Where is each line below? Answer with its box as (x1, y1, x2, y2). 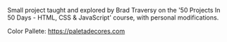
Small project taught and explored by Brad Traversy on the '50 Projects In (7, 6, 221, 14)
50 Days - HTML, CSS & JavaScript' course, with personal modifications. (7, 13, 219, 22)
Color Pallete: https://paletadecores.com (7, 27, 125, 35)
